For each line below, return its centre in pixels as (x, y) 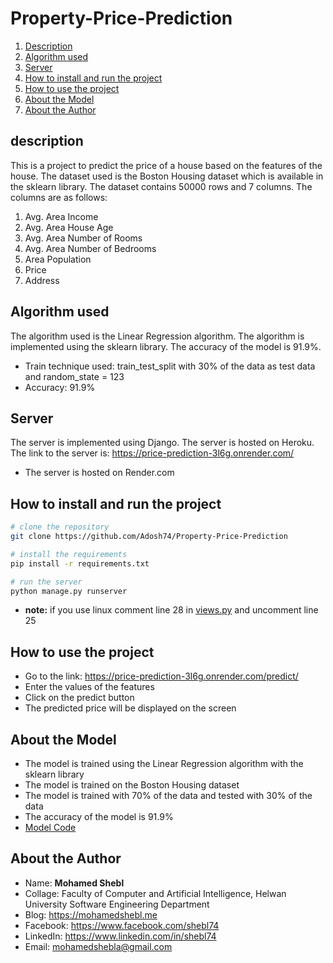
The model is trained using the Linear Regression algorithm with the (164, 764)
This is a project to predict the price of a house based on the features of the (166, 165)
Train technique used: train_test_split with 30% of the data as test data (170, 366)
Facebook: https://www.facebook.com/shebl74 (122, 925)
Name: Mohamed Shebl (74, 883)
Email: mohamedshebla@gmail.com (98, 946)
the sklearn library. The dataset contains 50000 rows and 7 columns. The (161, 186)
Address (42, 280)
